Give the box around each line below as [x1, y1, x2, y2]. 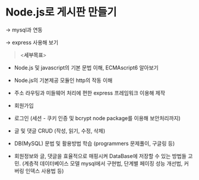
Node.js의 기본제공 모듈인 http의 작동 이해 [14, 77, 113, 84]
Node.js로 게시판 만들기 [5, 5, 117, 19]
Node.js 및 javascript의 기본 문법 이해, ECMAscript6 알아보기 [14, 64, 159, 71]
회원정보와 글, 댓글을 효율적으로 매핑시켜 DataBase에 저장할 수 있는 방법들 [14, 152, 187, 159]
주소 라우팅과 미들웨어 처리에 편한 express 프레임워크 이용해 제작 [14, 89, 166, 96]
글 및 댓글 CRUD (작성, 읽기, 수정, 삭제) [14, 127, 105, 134]
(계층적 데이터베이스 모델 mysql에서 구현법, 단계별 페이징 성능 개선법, [22, 160, 183, 167]
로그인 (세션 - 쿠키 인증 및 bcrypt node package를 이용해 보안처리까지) [14, 114, 181, 122]
